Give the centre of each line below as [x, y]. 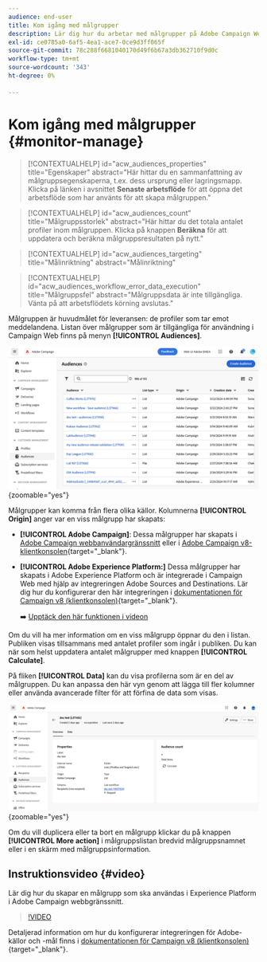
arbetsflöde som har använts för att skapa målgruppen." [119, 197]
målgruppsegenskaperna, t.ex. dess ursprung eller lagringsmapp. [135, 180]
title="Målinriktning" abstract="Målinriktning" [102, 262]
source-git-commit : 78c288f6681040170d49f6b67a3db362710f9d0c [113, 51]
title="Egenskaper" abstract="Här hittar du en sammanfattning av [135, 172]
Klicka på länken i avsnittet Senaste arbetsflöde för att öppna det [135, 189]
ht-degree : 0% [32, 76]
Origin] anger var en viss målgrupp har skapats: [87, 519]
